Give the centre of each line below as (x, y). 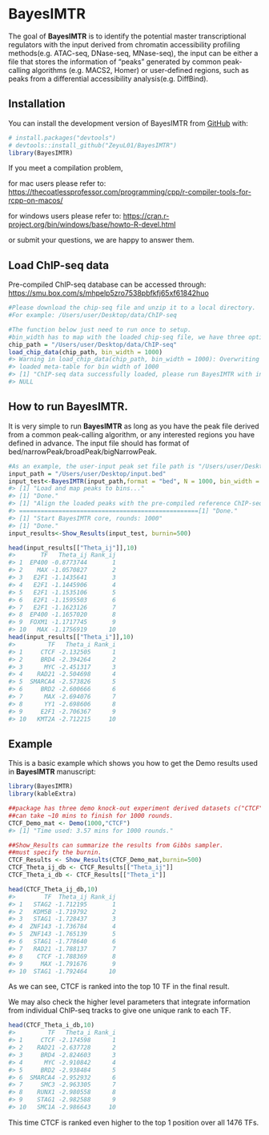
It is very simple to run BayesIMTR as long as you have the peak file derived (134, 426)
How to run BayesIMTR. (68, 407)
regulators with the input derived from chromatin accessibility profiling (124, 44)
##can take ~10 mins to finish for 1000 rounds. (91, 815)
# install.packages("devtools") (62, 138)
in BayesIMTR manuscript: (52, 772)
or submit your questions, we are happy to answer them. (101, 240)
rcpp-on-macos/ (36, 200)
